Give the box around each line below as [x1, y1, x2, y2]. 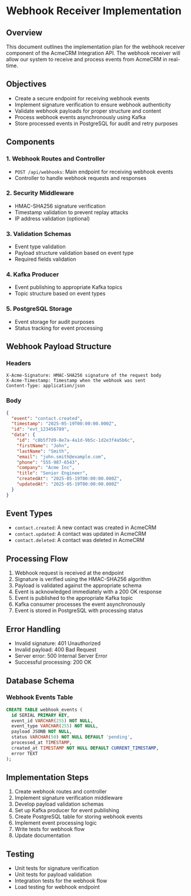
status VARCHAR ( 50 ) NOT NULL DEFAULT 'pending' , [11, 734, 133, 740]
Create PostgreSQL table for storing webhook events [14, 813, 143, 820]
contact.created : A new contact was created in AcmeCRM [14, 524, 157, 531]
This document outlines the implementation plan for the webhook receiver [6, 43, 185, 50]
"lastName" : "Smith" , [16, 448, 69, 454]
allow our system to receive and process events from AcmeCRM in [6, 56, 167, 63]
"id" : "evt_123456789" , [11, 426, 69, 432]
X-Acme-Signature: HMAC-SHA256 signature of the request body [6, 373, 162, 379]
